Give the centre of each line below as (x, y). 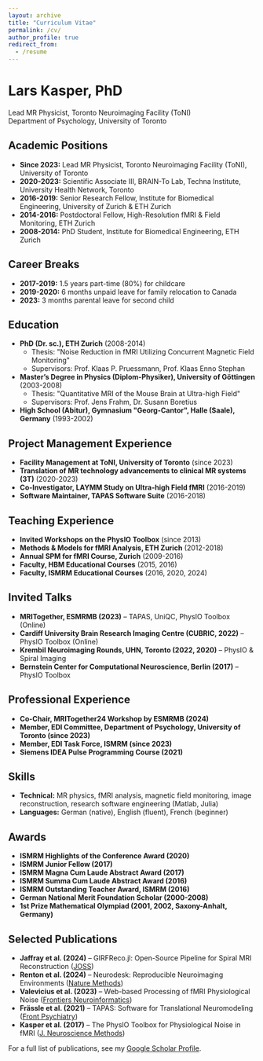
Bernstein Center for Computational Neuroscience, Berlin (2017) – (129, 666)
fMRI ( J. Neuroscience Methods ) (72, 1033)
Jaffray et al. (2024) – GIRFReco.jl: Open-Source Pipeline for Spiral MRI (135, 958)
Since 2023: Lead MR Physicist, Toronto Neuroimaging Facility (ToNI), (133, 164)
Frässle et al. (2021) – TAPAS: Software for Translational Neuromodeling (136, 1008)
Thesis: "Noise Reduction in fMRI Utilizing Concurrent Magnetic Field (143, 352)
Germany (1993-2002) (56, 419)
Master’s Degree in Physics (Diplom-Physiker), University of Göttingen (137, 377)
